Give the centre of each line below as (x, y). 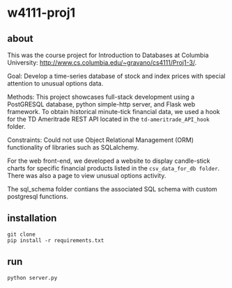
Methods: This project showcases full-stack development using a (101, 97)
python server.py (32, 278)
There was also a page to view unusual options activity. (87, 176)
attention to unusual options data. (55, 83)
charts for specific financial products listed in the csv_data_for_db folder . (114, 168)
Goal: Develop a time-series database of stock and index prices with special (116, 76)
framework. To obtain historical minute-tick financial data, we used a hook (114, 112)
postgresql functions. (38, 197)
